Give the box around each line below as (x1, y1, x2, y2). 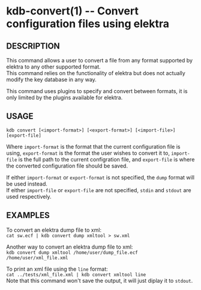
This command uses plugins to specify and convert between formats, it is (6, 88, 188, 94)
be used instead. (6, 180, 48, 187)
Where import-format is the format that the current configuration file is (6, 143, 181, 150)
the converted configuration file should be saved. (6, 162, 128, 169)
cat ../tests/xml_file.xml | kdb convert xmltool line (6, 271, 146, 277)
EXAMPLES (6, 210, 50, 220)
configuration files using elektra (6, 17, 170, 31)
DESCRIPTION (6, 41, 60, 51)
